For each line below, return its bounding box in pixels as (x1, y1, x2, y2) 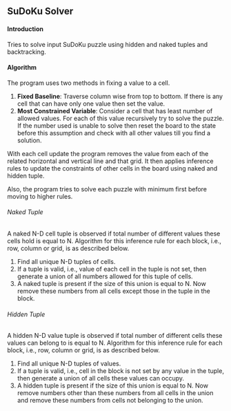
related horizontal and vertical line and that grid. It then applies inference (7, 157, 214, 165)
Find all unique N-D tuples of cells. (17, 258, 116, 265)
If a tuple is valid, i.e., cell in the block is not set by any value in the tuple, (17, 367, 224, 375)
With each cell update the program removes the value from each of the (7, 149, 209, 157)
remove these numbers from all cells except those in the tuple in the (17, 287, 210, 295)
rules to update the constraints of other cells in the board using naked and (7, 164, 218, 172)
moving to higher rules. (7, 192, 73, 200)
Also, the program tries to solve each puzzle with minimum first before (7, 184, 207, 193)
